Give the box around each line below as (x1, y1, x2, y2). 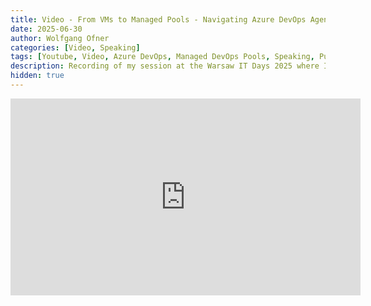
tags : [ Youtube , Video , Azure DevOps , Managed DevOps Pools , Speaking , (10, 52, 315, 62)
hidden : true (10, 71, 65, 81)
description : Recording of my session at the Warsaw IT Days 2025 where (10, 61, 320, 71)
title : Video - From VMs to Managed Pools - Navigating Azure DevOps (10, 14, 307, 25)
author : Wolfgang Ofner (10, 33, 110, 43)
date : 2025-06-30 (10, 24, 83, 34)
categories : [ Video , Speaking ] (10, 42, 141, 53)
